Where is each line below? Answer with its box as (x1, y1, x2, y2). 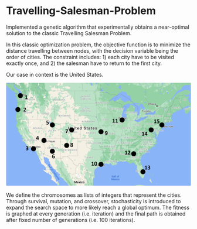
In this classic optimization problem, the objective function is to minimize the (6, 41, 191, 48)
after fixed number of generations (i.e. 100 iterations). (6, 217, 135, 224)
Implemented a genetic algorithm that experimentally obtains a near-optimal (6, 23, 189, 30)
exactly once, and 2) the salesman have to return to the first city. (6, 60, 162, 67)
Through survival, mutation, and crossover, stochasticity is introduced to (6, 198, 181, 205)
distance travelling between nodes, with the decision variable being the (6, 47, 178, 54)
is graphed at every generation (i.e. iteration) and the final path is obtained (6, 210, 186, 217)
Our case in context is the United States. (6, 71, 104, 78)
